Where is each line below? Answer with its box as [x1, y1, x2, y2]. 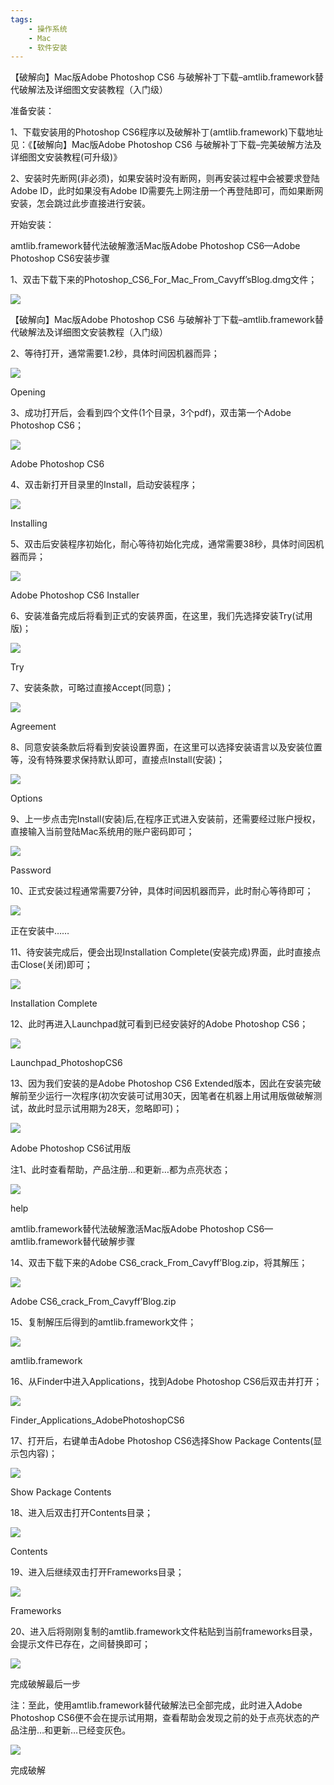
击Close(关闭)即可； [10, 959, 93, 971]
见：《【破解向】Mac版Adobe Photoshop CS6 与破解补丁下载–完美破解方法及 [10, 139, 322, 151]
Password [10, 864, 52, 876]
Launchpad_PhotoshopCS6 [10, 1057, 123, 1069]
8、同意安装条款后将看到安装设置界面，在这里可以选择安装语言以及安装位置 [10, 741, 323, 753]
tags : [10, 14, 33, 25]
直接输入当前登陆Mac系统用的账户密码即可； [10, 826, 195, 838]
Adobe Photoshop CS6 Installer [10, 589, 140, 601]
